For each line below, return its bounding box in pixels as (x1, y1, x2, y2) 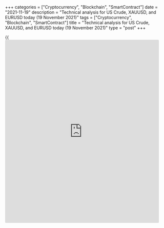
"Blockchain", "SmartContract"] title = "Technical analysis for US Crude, (5, 20, 150, 25)
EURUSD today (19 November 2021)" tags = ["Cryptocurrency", (5, 15, 132, 20)
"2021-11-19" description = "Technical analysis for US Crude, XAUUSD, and (5, 9, 156, 15)
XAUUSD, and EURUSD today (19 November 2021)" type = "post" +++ (5, 25, 146, 31)
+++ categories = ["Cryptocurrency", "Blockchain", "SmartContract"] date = (5, 4, 158, 10)
